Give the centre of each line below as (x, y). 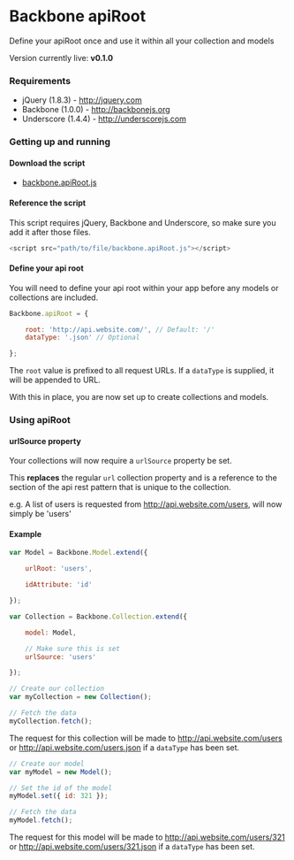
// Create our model (47, 764)
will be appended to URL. (55, 380)
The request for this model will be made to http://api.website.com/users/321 (147, 837)
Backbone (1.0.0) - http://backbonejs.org (96, 110)
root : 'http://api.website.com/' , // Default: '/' (120, 329)
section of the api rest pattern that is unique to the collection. (120, 488)
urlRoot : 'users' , (59, 569)
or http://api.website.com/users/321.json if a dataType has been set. (132, 847)
